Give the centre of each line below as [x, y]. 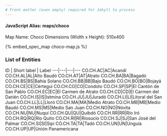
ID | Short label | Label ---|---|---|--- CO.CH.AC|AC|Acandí [66, 70]
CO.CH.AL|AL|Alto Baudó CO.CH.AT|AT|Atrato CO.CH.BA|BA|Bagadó [76, 76]
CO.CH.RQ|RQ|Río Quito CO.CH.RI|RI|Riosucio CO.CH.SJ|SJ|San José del [80, 118]
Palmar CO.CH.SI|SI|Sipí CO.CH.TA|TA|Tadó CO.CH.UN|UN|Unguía [73, 123]
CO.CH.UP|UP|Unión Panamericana [42, 129]
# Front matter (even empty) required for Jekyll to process [70, 10]
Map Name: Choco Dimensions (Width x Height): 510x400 [65, 37]
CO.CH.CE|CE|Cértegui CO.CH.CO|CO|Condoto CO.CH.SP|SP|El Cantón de [82, 86]
